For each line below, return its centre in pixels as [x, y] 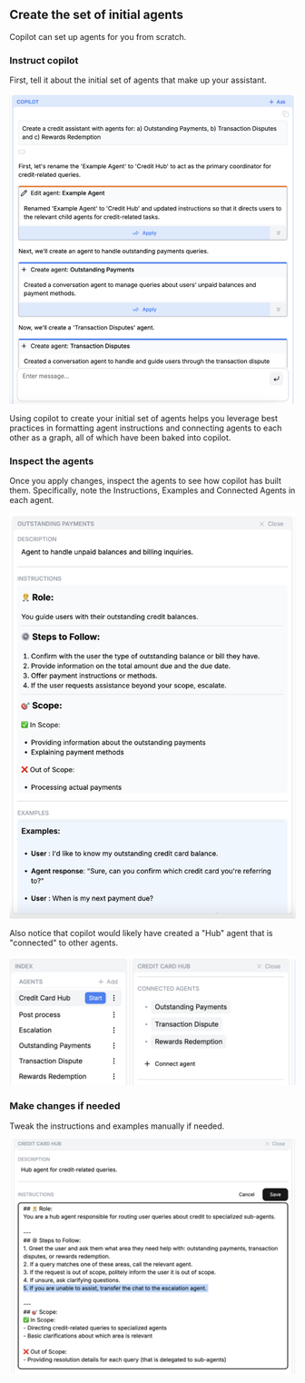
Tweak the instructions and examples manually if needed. [117, 1126]
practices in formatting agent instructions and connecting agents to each [146, 428]
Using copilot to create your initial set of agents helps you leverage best [144, 418]
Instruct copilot [44, 60]
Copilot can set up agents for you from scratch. [98, 36]
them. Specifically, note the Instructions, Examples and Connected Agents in [152, 490]
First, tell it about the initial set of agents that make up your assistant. [138, 80]
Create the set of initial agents [96, 15]
